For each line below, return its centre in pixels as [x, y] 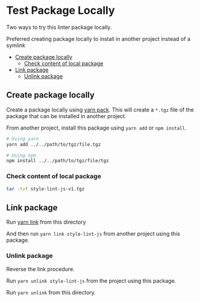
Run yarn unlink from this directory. [51, 292]
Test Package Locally [61, 11]
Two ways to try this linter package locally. [59, 27]
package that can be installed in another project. [66, 116]
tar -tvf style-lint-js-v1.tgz [45, 189]
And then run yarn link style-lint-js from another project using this [93, 234]
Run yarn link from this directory [46, 222]
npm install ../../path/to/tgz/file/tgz [58, 161]
